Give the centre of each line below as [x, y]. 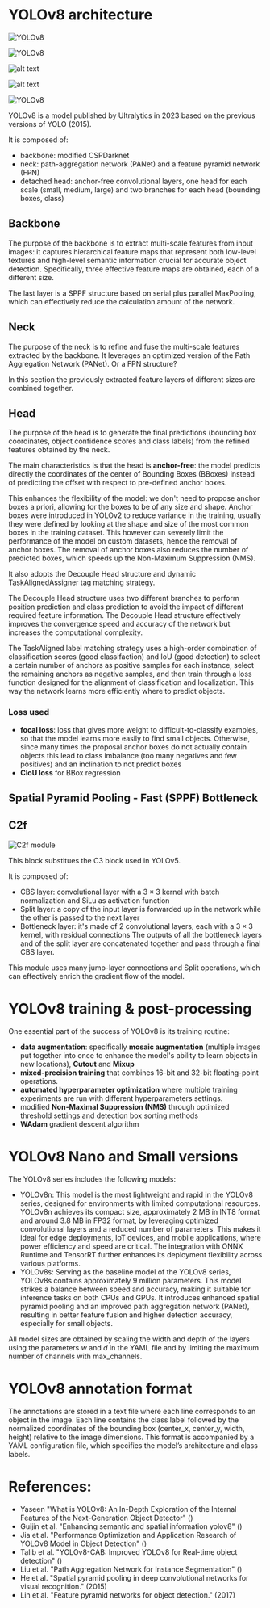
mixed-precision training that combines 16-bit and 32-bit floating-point [139, 1073]
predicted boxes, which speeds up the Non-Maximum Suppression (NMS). [132, 558]
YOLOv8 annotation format [100, 1389]
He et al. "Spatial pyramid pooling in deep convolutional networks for [134, 1577]
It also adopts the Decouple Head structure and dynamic [102, 574]
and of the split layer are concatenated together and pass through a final [140, 943]
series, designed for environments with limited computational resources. [140, 1203]
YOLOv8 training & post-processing [130, 1009]
